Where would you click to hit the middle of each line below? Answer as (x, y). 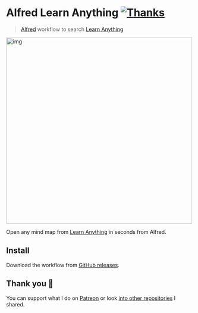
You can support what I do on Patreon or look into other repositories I (91, 298)
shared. (15, 304)
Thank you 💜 (30, 284)
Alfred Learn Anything (62, 13)
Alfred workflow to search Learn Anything (72, 29)
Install (18, 251)
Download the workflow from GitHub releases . (63, 265)
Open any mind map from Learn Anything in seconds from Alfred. (86, 231)
